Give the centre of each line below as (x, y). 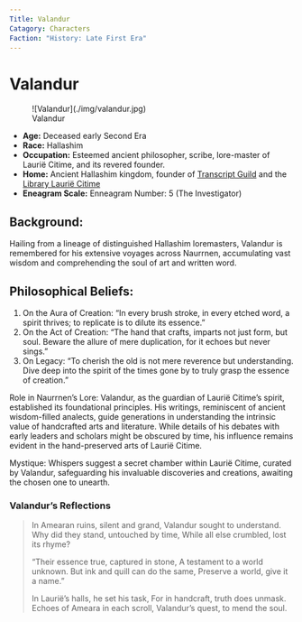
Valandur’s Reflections (60, 506)
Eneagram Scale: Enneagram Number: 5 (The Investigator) (132, 193)
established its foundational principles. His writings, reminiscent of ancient (147, 407)
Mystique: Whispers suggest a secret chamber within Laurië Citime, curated (151, 463)
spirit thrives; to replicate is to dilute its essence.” (114, 322)
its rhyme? (50, 544)
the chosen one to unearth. (60, 482)
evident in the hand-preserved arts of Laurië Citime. (106, 445)
